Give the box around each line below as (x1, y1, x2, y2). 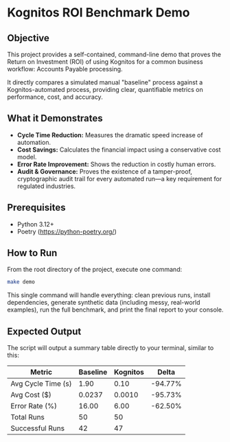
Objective (7, 32, 50, 44)
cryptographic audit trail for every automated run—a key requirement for (16, 174, 222, 183)
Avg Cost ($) (10, 390, 51, 399)
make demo (7, 279, 36, 286)
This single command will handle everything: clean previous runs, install (7, 291, 211, 299)
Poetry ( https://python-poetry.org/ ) (16, 227, 117, 235)
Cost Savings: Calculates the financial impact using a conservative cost (16, 146, 221, 154)
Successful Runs (10, 423, 65, 433)
